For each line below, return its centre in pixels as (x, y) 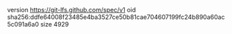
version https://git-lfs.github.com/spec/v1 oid (72, 10)
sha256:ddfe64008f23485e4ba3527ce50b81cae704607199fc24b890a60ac (116, 17)
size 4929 (55, 24)
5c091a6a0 (23, 24)
